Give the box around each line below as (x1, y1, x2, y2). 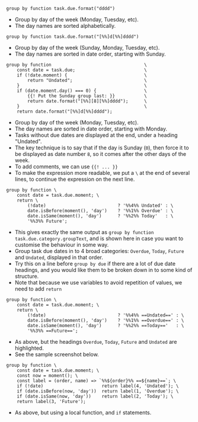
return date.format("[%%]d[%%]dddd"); (17, 108, 113, 114)
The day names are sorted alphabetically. (14, 23, 116, 29)
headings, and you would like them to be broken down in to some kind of (14, 267, 193, 273)
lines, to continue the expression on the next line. (14, 175, 135, 183)
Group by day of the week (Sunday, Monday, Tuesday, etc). (14, 44, 160, 51)
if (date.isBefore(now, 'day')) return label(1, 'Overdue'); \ (17, 388, 179, 394)
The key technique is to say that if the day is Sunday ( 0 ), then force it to (14, 144, 189, 151)
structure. (14, 273, 39, 280)
